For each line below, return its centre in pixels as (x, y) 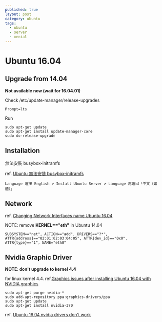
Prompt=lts (16, 109)
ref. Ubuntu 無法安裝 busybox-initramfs (44, 173)
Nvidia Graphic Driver (39, 257)
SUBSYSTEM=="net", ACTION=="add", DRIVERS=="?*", (57, 234)
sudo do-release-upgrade (30, 136)
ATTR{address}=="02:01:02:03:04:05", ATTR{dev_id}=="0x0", (66, 238)
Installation (22, 151)
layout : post (18, 14)
